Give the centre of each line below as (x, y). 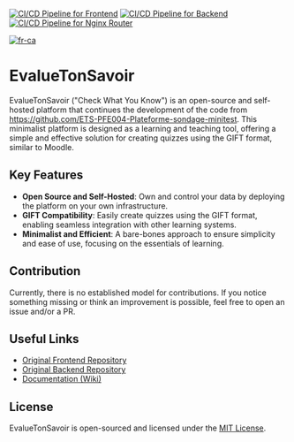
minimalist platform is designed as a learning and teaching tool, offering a (143, 128)
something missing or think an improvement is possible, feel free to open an (147, 301)
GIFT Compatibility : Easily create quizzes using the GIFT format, (139, 215)
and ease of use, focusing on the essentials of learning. (123, 243)
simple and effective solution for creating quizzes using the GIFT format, (141, 138)
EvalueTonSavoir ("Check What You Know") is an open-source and (131, 100)
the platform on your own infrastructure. (95, 206)
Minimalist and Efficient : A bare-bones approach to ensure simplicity (148, 233)
